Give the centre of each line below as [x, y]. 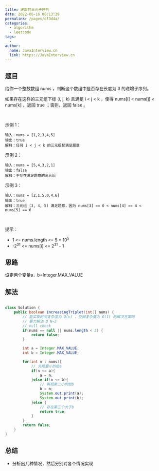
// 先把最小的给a [46, 366]
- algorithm [22, 28]
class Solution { [23, 308]
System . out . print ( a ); [62, 393]
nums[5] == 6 [18, 210]
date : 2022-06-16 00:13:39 [32, 14]
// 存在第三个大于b [57, 407]
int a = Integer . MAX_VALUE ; [51, 348]
